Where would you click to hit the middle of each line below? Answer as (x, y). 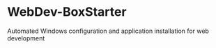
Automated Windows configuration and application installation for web (108, 31)
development (26, 38)
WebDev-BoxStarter (67, 12)
